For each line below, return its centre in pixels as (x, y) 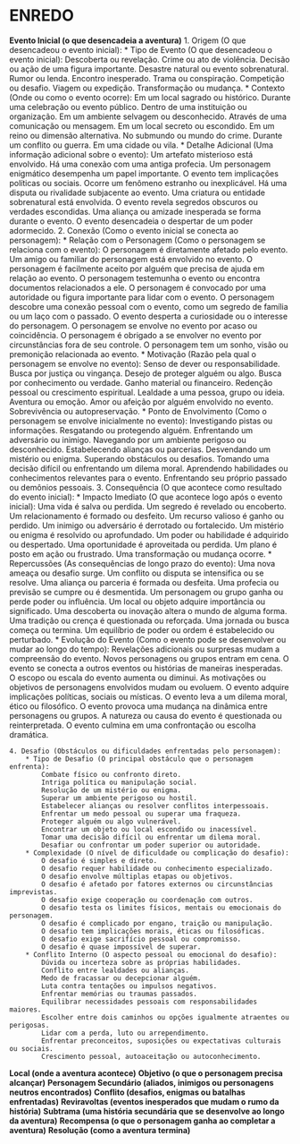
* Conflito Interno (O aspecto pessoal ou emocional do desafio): (151, 954)
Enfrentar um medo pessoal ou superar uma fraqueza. (142, 814)
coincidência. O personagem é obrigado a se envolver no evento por (135, 335)
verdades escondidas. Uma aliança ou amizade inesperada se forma (135, 211)
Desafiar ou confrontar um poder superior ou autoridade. (151, 845)
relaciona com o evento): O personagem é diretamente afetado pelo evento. (149, 249)
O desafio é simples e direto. (100, 860)
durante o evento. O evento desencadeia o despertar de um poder (131, 221)
